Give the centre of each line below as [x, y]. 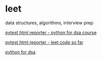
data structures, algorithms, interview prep [49, 23]
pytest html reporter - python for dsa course [51, 32]
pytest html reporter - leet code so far [44, 42]
